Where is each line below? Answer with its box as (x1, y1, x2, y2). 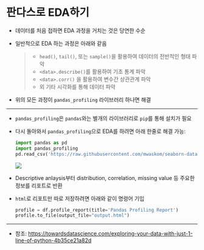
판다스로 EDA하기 (6, 5, 90, 19)
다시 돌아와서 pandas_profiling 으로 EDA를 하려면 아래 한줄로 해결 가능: (15, 127, 186, 134)
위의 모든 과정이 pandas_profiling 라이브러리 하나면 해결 (15, 95, 151, 103)
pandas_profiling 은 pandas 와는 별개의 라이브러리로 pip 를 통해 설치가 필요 (15, 114, 192, 122)
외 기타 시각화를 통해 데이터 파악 (39, 83, 116, 90)
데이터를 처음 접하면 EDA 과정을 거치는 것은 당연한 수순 (15, 27, 146, 34)
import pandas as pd (15, 139, 67, 146)
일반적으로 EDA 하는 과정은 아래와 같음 (15, 40, 107, 47)
